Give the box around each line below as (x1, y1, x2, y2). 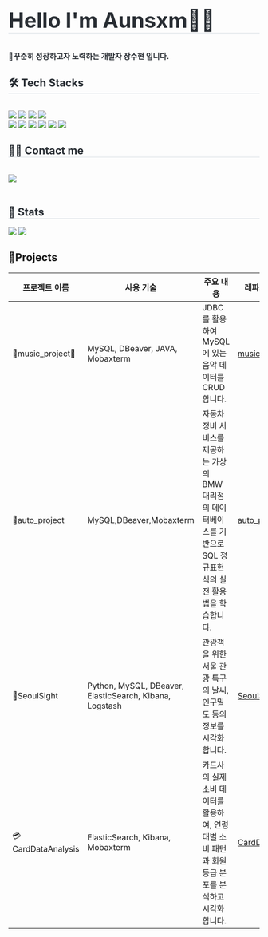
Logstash (87, 700, 122, 711)
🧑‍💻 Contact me (8, 144, 84, 157)
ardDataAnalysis (12, 844, 80, 855)
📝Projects (8, 251, 58, 264)
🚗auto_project (12, 514, 65, 525)
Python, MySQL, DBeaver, (87, 680, 185, 691)
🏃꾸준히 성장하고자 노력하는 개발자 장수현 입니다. (8, 51, 170, 61)
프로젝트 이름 (22, 282, 69, 293)
